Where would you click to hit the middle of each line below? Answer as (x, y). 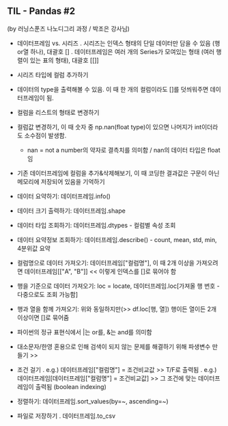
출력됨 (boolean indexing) (71, 386)
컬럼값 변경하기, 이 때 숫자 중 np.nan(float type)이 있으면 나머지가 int (109, 127)
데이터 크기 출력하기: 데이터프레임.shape (71, 211)
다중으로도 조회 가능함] (47, 294)
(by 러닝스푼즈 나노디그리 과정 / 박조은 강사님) (68, 28)
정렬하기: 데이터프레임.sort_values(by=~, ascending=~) (92, 401)
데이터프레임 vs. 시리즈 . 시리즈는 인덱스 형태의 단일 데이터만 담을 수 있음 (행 (118, 43)
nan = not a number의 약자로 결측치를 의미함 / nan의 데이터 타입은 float (124, 150)
